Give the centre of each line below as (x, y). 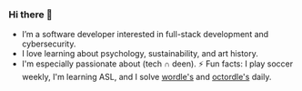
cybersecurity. (49, 44)
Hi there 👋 (31, 15)
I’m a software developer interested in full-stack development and (145, 35)
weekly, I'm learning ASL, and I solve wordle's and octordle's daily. (146, 77)
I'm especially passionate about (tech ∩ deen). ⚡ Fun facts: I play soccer (157, 64)
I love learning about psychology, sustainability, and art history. (140, 54)
